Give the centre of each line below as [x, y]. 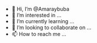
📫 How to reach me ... [39, 34]
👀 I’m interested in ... [36, 15]
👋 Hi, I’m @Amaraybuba [40, 9]
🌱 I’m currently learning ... [43, 21]
